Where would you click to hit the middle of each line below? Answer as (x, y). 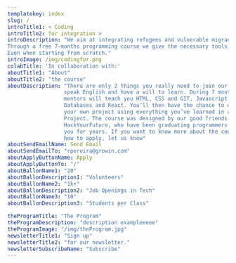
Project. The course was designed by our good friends (146, 118)
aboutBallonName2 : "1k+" (44, 184)
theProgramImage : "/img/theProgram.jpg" (67, 229)
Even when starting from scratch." (59, 53)
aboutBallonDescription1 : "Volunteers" (66, 177)
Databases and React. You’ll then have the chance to (144, 105)
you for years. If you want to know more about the (141, 131)
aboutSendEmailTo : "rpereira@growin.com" (69, 151)
